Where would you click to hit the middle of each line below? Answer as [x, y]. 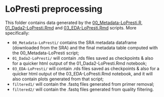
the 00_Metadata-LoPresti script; [46, 53]
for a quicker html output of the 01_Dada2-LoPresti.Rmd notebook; [80, 63]
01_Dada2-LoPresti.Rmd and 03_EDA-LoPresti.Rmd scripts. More [71, 27]
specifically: [17, 33]
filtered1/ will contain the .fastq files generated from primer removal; [83, 84]
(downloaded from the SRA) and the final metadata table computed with [85, 48]
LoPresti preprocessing [54, 9]
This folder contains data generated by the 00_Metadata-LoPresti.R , [74, 23]
